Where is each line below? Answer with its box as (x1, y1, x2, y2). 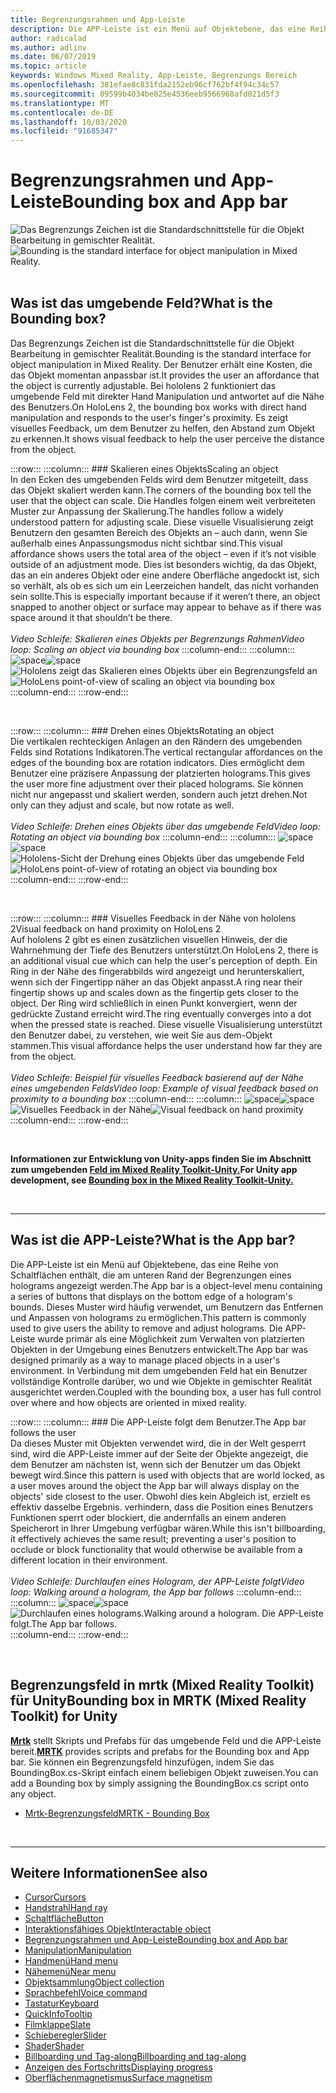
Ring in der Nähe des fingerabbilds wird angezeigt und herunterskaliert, (10, 965, 305, 977)
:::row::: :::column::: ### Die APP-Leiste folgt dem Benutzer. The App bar (10, 1416, 307, 1428)
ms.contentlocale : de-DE (10, 107, 114, 118)
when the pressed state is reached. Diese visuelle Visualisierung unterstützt (10, 1018, 323, 1030)
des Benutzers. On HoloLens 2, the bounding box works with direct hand (10, 401, 307, 413)
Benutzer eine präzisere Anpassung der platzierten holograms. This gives (10, 767, 311, 779)
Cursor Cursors (24, 1891, 87, 1903)
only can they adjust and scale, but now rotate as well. (10, 799, 235, 811)
